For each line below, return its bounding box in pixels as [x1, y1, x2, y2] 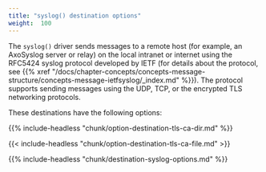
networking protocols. [8, 92, 82, 102]
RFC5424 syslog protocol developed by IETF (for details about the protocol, [8, 58, 259, 68]
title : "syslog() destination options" [8, 11, 142, 20]
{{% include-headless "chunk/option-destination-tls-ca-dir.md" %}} [8, 123, 234, 133]
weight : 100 [8, 19, 52, 27]
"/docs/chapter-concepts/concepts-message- [51, 66, 206, 76]
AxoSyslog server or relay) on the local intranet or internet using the [8, 50, 232, 59]
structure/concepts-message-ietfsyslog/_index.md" [8, 75, 180, 85]
